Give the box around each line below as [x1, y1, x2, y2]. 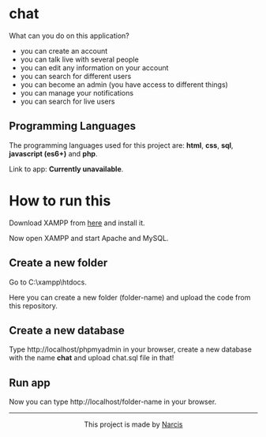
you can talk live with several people [20, 55, 139, 64]
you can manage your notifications [20, 88, 133, 97]
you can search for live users [20, 96, 115, 106]
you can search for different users [20, 71, 132, 81]
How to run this [9, 191, 111, 209]
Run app [9, 376, 51, 390]
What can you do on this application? [9, 31, 129, 40]
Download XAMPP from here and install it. [9, 218, 145, 228]
